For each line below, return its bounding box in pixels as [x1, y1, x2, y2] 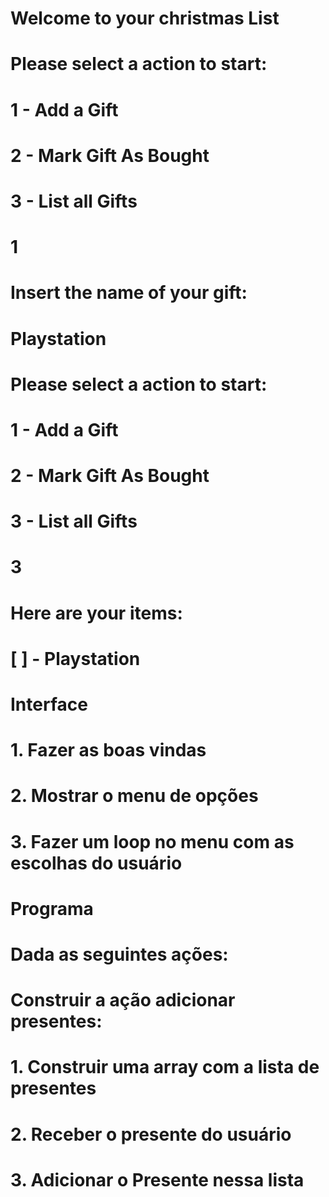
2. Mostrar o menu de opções [10, 785, 259, 807]
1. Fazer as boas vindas [10, 739, 207, 762]
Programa [10, 897, 94, 920]
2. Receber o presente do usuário [10, 1123, 292, 1146]
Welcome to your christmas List [10, 7, 280, 30]
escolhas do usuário [10, 852, 183, 874]
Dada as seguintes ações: [10, 943, 229, 966]
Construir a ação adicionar [10, 989, 236, 1012]
